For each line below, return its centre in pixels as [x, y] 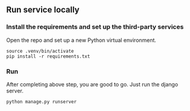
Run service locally [43, 10]
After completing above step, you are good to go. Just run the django [92, 84]
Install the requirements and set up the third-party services [95, 27]
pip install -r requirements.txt [48, 56]
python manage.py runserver [42, 101]
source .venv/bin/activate [40, 51]
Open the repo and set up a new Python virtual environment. [81, 40]
